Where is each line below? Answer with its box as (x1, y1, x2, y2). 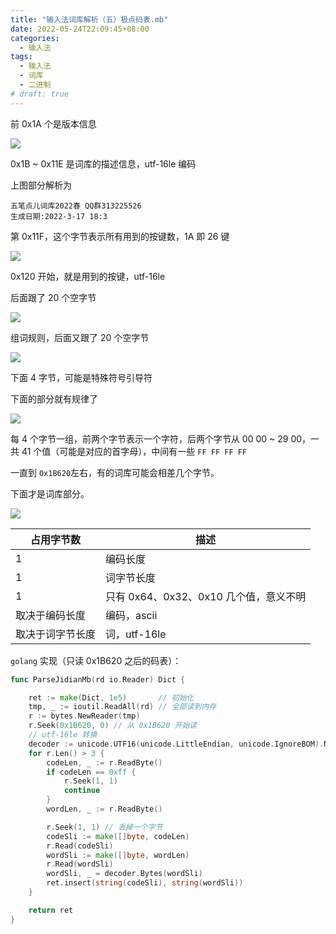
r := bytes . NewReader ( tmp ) (28, 711, 141, 721)
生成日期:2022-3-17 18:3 (10, 211, 108, 221)
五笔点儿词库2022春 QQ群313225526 (10, 201, 142, 211)
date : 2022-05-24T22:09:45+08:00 (10, 24, 150, 34)
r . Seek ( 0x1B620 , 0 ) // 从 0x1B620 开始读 (28, 721, 198, 731)
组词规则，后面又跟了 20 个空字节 (10, 331, 150, 343)
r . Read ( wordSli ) (46, 859, 114, 870)
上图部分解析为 (10, 179, 72, 191)
